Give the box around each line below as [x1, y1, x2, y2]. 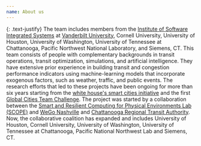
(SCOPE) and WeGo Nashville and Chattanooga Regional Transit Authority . [6, 108, 190, 115]
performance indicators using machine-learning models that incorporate [6, 70, 185, 77]
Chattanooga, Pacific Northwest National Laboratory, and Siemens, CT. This [6, 44, 194, 52]
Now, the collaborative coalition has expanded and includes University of [6, 115, 187, 122]
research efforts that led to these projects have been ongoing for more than [6, 82, 193, 90]
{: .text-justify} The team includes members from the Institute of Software [6, 25, 188, 32]
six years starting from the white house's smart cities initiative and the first [6, 89, 191, 96]
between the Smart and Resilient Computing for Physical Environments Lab [6, 102, 192, 109]
